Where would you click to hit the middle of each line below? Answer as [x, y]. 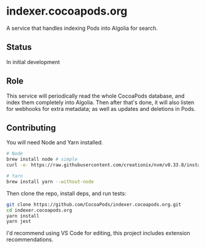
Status [19, 47]
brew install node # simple [42, 160]
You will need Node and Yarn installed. [55, 143]
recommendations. [30, 239]
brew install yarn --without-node [50, 182]
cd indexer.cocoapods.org [39, 210]
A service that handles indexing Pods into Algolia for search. [82, 28]
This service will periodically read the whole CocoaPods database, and [95, 96]
